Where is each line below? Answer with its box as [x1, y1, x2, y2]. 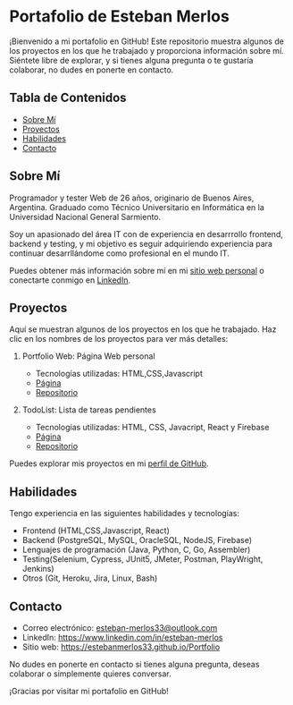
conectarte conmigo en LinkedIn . [9, 275, 131, 285]
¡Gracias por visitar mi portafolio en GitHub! [9, 686, 170, 696]
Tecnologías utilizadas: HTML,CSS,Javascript [35, 369, 204, 379]
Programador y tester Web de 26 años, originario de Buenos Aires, [9, 192, 255, 203]
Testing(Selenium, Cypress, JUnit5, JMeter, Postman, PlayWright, [21, 554, 264, 565]
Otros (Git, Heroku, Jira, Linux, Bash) [21, 573, 158, 583]
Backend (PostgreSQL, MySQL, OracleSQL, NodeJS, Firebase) [21, 535, 253, 546]
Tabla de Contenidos [9, 90, 127, 106]
